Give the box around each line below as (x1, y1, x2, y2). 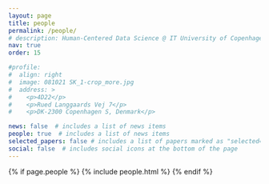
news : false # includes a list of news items (8, 122, 167, 130)
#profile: (8, 63, 42, 72)
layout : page (8, 11, 52, 20)
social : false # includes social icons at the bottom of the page (8, 145, 239, 153)
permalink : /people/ (8, 26, 78, 34)
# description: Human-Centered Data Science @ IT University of (8, 34, 227, 42)
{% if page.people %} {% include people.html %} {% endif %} (8, 166, 214, 176)
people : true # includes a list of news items (8, 130, 171, 138)
